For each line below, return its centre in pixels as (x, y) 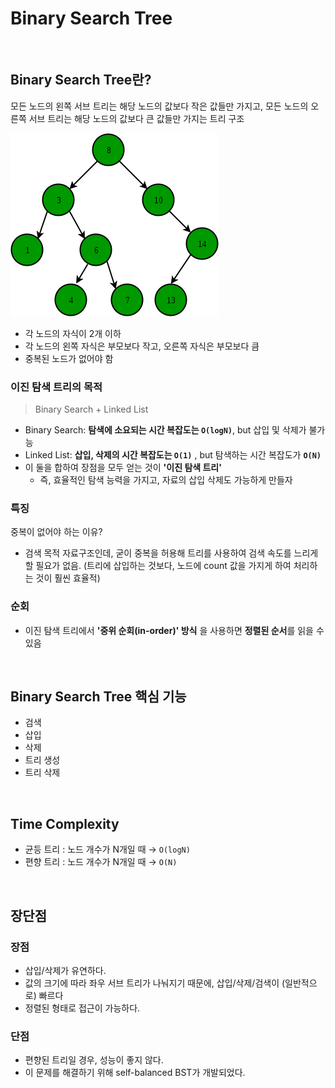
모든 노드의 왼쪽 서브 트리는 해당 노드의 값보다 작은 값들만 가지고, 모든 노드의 (159, 106)
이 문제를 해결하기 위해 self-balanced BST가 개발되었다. (135, 1073)
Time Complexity (65, 823)
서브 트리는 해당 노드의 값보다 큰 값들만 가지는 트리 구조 (136, 118)
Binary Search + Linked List (91, 409)
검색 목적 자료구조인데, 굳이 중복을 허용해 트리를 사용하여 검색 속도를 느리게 (171, 553)
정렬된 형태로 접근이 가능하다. (82, 1008)
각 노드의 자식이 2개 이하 (73, 333)
